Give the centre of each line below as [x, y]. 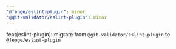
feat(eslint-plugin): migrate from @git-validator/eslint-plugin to [88, 34]
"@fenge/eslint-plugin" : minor [46, 12]
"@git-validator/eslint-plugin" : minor [57, 17]
